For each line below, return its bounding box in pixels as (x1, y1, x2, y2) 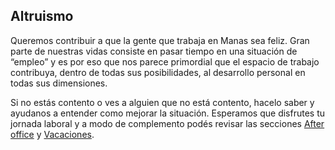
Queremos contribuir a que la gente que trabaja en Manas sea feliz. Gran (10, 34, 310, 46)
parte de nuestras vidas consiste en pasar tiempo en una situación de (10, 45, 298, 57)
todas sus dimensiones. (10, 77, 108, 89)
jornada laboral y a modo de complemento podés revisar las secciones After (10, 117, 325, 129)
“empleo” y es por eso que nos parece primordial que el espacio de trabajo (10, 55, 320, 68)
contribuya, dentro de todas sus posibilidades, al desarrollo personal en (10, 66, 306, 78)
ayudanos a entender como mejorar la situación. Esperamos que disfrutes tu (10, 107, 326, 119)
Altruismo (10, 8, 74, 25)
